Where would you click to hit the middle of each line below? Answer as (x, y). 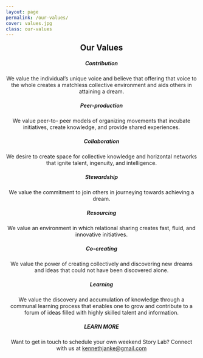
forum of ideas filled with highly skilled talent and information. (101, 313)
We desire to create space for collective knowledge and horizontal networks (101, 156)
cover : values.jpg (29, 23)
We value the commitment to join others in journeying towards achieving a (101, 192)
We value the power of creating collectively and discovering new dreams (101, 264)
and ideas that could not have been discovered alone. (101, 270)
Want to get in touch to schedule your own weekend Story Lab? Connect (101, 342)
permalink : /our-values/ (37, 18)
